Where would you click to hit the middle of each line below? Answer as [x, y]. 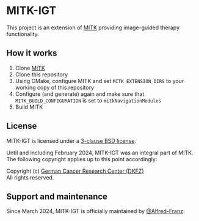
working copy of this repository [55, 87]
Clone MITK [30, 68]
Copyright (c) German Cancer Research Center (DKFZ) [75, 171]
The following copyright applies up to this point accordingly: [82, 159]
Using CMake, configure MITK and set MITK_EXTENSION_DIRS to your [99, 81]
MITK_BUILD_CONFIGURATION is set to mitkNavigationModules [88, 100]
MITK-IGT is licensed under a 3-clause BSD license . [71, 140]
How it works [32, 53]
